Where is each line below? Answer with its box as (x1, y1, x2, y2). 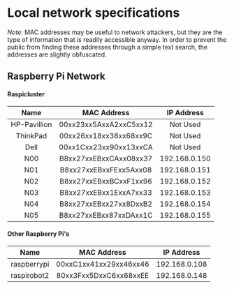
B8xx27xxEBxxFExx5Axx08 (59, 165, 152, 175)
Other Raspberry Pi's (7, 230, 70, 238)
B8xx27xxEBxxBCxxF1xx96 (59, 176, 152, 186)
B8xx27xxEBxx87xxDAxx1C (59, 210, 153, 220)
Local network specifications (7, 5, 180, 21)
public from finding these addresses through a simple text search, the (7, 43, 208, 51)
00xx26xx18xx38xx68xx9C (59, 131, 153, 140)
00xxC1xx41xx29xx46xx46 (55, 259, 149, 269)
